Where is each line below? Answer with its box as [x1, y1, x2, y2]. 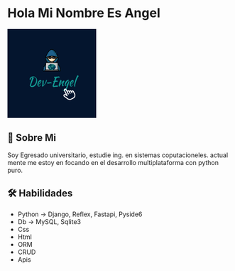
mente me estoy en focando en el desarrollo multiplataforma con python [7, 158, 219, 166]
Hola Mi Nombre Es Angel [7, 5, 161, 21]
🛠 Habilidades [7, 187, 73, 200]
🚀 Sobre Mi [7, 132, 57, 144]
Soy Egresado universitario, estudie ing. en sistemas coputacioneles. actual [7, 151, 229, 159]
